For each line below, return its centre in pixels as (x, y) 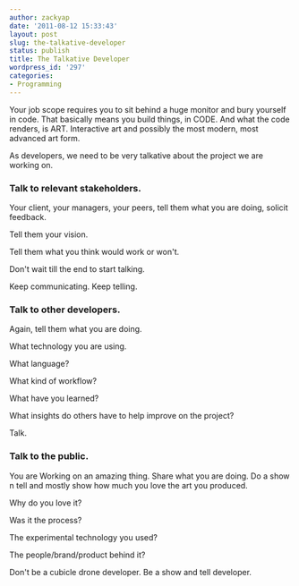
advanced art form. (45, 138)
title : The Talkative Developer (69, 59)
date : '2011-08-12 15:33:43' (64, 26)
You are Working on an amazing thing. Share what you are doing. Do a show (149, 476)
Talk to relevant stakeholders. (75, 188)
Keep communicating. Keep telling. (73, 286)
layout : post (34, 34)
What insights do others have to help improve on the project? (122, 416)
